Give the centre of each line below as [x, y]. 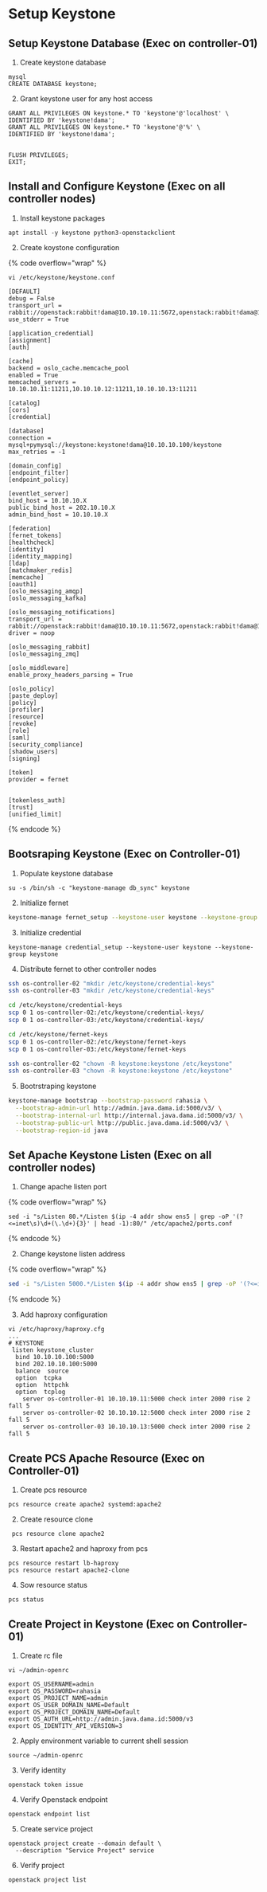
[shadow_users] [33, 751]
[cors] [19, 410]
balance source [42, 1371]
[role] [19, 731]
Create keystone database [63, 62]
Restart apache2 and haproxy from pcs [84, 1549]
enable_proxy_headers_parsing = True [71, 675]
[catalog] [25, 403]
